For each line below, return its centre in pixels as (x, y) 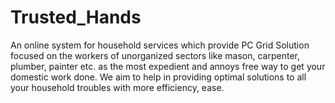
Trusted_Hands (76, 17)
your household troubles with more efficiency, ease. (117, 87)
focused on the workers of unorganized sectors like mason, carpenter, (155, 55)
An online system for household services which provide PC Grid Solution (160, 45)
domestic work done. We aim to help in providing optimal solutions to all (158, 77)
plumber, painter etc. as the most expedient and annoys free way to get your (168, 66)
